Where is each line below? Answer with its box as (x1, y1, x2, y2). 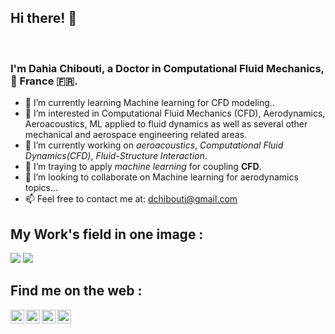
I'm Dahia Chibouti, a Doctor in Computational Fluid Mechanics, (10, 61, 325, 75)
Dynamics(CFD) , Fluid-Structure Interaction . (24, 150, 208, 162)
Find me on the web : (10, 282, 143, 300)
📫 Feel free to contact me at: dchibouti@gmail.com (24, 193, 238, 205)
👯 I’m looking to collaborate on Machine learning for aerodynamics (24, 171, 299, 183)
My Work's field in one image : (10, 226, 204, 243)
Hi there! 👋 (10, 10, 78, 27)
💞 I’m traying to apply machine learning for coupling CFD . (24, 161, 262, 173)
